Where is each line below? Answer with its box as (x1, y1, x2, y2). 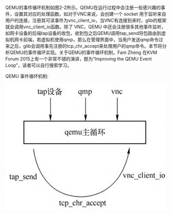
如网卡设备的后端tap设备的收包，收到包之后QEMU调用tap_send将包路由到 (5, 30, 162, 36)
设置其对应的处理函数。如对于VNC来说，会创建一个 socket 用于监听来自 (14, 11, 166, 17)
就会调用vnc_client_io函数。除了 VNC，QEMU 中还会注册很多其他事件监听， (5, 24, 166, 30)
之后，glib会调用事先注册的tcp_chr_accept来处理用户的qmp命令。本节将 (9, 43, 162, 49)
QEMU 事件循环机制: (5, 73, 49, 79)
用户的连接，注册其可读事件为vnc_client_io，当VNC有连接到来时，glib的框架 (5, 17, 167, 23)
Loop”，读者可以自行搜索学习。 (5, 62, 72, 68)
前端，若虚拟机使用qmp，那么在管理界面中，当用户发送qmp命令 (23, 36, 159, 43)
